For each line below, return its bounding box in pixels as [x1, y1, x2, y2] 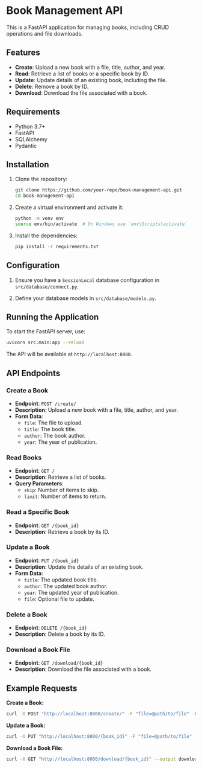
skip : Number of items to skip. [23, 487, 99, 494]
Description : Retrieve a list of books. [14, 473, 106, 481]
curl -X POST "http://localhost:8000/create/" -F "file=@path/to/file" [6, 711, 189, 717]
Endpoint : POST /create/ [14, 400, 76, 407]
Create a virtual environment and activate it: [14, 203, 124, 211]
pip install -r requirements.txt [14, 243, 99, 249]
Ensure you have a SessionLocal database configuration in [14, 276, 160, 284]
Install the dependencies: [14, 232, 78, 239]
